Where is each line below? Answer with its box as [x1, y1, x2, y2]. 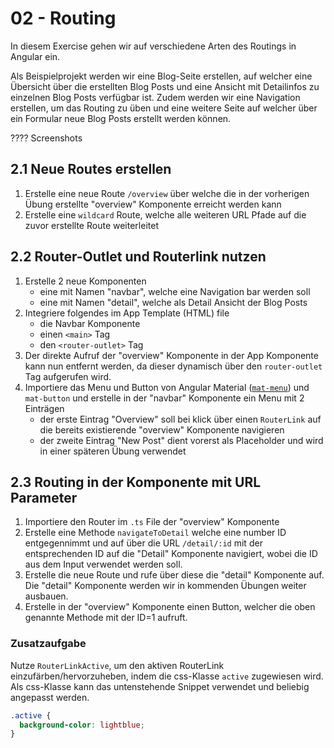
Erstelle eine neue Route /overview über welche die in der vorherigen [24, 187, 310, 199]
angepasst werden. [10, 691, 90, 703]
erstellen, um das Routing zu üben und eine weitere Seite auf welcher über [10, 102, 318, 114]
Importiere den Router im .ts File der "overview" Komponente [24, 516, 280, 528]
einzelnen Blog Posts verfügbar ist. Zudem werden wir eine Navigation [10, 91, 301, 103]
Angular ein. [10, 50, 61, 62]
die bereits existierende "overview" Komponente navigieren [39, 423, 285, 436]
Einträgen [24, 402, 65, 414]
